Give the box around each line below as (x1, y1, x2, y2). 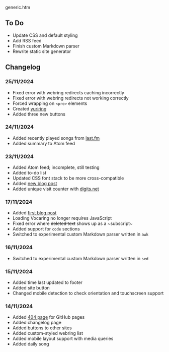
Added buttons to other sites (12, 325, 72, 331)
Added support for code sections (12, 226, 80, 232)
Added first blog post (12, 210, 57, 216)
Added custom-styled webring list (12, 330, 83, 336)
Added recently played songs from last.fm (12, 135, 100, 141)
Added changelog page (12, 320, 62, 326)
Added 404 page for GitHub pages (12, 314, 85, 320)
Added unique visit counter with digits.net (12, 186, 99, 192)
